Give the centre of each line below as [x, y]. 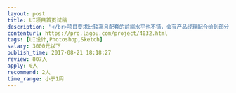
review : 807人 [27, 59]
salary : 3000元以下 [34, 46]
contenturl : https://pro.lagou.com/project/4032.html [88, 33]
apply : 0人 [23, 66]
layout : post [26, 14]
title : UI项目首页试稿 [37, 20]
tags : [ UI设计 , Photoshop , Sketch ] [55, 40]
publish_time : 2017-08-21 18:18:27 [59, 53]
